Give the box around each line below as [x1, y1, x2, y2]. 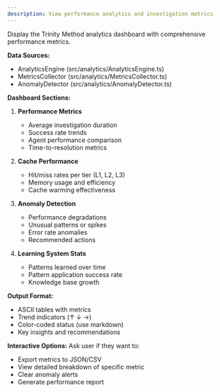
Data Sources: [7, 51, 50, 59]
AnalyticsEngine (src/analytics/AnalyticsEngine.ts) [17, 64, 165, 73]
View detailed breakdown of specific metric [17, 362, 145, 371]
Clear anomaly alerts [17, 370, 79, 379]
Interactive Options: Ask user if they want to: [7, 341, 140, 350]
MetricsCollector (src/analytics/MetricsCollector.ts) [17, 72, 168, 81]
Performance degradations [28, 213, 108, 221]
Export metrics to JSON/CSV [17, 355, 102, 364]
